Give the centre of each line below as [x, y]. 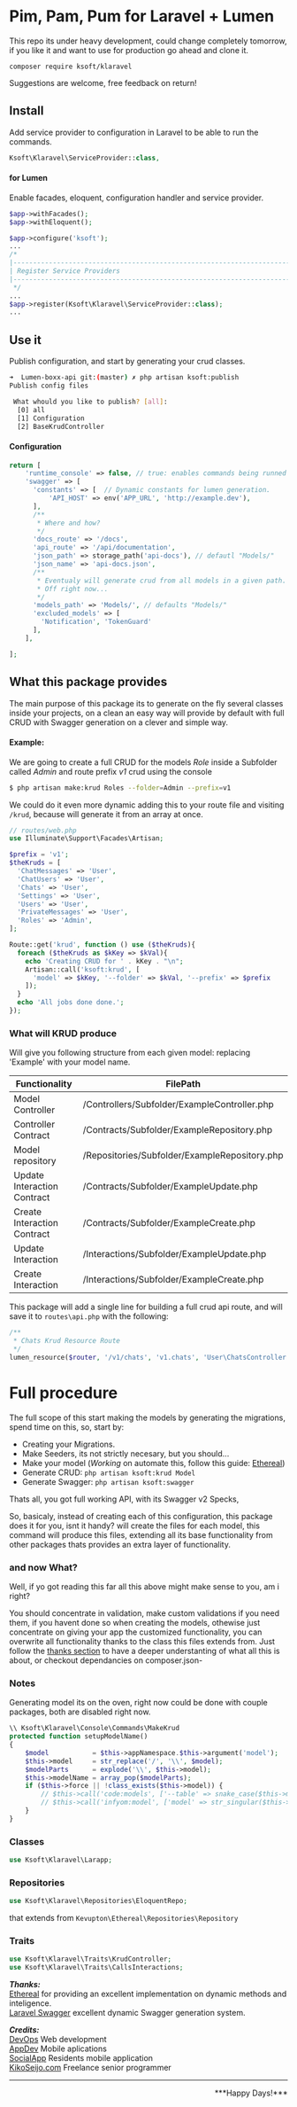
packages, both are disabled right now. [80, 1712]
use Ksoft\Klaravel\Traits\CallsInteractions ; [96, 1968]
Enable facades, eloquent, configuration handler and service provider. [137, 198]
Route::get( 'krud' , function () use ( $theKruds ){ [103, 945]
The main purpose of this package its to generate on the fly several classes [146, 703]
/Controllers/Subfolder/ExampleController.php [178, 1104]
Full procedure [63, 1393]
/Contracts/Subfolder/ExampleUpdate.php [170, 1187]
